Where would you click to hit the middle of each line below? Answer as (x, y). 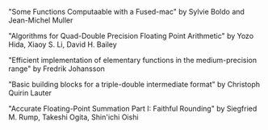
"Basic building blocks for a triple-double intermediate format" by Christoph (134, 84)
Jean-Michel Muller (41, 20)
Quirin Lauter (30, 93)
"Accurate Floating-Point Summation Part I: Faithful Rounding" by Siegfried (133, 109)
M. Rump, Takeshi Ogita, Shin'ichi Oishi (73, 117)
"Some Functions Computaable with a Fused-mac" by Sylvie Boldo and (126, 12)
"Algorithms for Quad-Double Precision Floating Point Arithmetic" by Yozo (131, 36)
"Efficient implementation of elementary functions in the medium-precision (133, 60)
